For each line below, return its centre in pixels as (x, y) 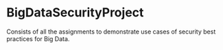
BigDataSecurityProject (75, 13)
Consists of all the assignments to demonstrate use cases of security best (111, 32)
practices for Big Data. (38, 38)
